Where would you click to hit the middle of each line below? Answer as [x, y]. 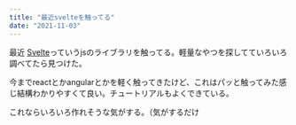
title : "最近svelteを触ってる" [62, 17]
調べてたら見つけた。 [48, 63]
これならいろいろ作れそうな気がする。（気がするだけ [104, 112]
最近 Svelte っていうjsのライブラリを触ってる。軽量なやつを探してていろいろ [148, 52]
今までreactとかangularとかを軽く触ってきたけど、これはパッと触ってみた [144, 82]
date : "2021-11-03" [45, 26]
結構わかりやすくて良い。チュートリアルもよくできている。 [125, 93]
